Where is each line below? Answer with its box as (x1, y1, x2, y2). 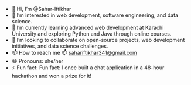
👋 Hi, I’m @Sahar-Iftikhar (11, 6, 71, 12)
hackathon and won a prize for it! (11, 73, 92, 79)
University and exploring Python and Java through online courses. (11, 30, 172, 37)
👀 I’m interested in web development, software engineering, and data (11, 12, 179, 19)
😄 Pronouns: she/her (11, 58, 63, 64)
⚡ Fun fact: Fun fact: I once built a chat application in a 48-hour (11, 64, 165, 71)
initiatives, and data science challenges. (11, 42, 108, 49)
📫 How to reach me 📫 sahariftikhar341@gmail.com (11, 49, 138, 56)
